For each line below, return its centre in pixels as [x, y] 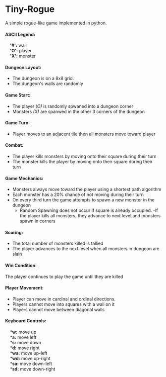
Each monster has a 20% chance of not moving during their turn [78, 194]
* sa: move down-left [31, 364]
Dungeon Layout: [23, 67]
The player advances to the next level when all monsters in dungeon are [86, 249]
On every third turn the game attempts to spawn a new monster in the [83, 200]
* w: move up [23, 332]
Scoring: [14, 232]
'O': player [21, 51]
